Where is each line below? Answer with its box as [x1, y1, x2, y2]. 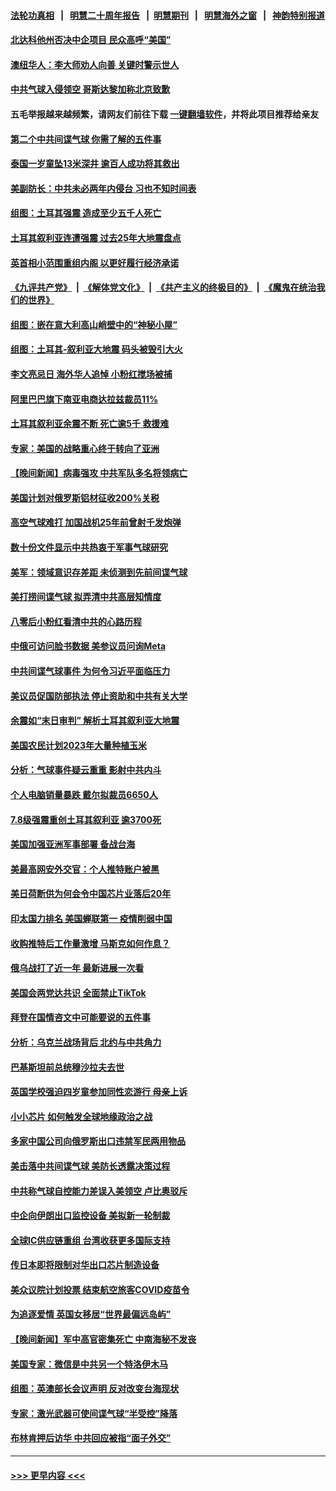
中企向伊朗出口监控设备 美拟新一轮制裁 [10, 1210, 171, 1222]
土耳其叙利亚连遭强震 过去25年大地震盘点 [10, 231, 182, 244]
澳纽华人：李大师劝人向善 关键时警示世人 [10, 58, 180, 70]
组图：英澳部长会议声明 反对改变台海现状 [10, 1383, 180, 1395]
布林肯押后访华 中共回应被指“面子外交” [10, 1432, 172, 1444]
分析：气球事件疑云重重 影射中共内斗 [10, 764, 162, 776]
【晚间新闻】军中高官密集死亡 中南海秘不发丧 [10, 1333, 197, 1345]
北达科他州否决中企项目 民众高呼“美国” [10, 34, 172, 46]
